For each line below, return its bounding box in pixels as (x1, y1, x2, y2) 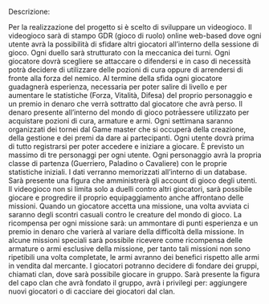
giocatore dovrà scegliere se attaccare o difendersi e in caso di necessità (8, 56, 251, 66)
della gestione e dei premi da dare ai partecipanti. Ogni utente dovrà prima (8, 133, 255, 143)
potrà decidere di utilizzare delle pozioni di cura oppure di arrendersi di (8, 65, 243, 75)
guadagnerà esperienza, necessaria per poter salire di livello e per (8, 82, 227, 91)
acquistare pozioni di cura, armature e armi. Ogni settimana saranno (8, 116, 234, 125)
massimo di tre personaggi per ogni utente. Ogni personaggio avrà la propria (8, 150, 262, 160)
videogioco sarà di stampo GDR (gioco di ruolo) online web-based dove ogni (8, 31, 262, 40)
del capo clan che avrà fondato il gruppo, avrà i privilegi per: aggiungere (8, 278, 247, 287)
